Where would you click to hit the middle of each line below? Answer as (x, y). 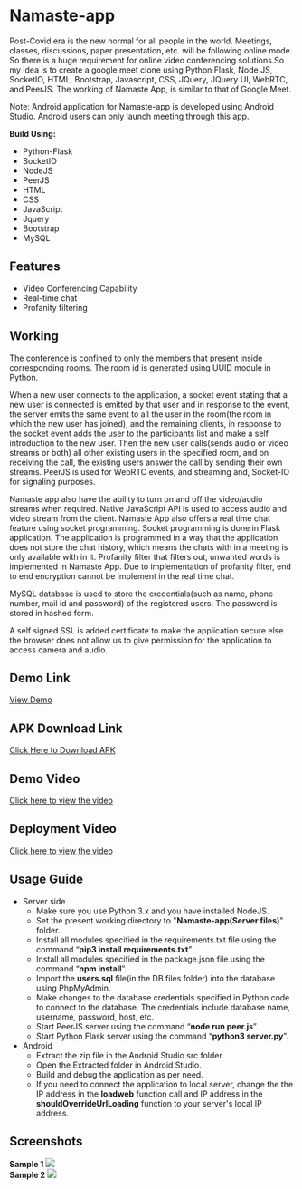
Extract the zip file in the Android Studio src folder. (130, 1055)
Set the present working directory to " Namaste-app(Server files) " (160, 920)
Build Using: (33, 133)
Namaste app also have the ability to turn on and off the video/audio (136, 498)
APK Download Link (66, 728)
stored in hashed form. (52, 613)
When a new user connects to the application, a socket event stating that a (148, 394)
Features (35, 267)
